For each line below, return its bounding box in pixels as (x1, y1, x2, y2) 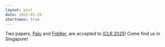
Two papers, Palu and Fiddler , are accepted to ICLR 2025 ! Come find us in (5, 31, 160, 37)
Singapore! (5, 36, 28, 42)
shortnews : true (5, 17, 40, 22)
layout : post (5, 7, 33, 13)
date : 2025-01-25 (5, 12, 42, 17)
